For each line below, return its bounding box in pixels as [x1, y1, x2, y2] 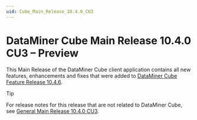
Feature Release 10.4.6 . [6, 78, 63, 85]
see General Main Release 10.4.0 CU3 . [6, 107, 99, 115]
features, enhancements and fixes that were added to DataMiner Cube [6, 72, 178, 79]
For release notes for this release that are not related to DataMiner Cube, [6, 101, 183, 108]
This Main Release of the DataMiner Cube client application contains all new [6, 66, 191, 73]
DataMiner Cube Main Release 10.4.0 [6, 34, 192, 47]
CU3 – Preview [6, 46, 79, 59]
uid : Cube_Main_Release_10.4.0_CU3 [6, 8, 94, 15]
